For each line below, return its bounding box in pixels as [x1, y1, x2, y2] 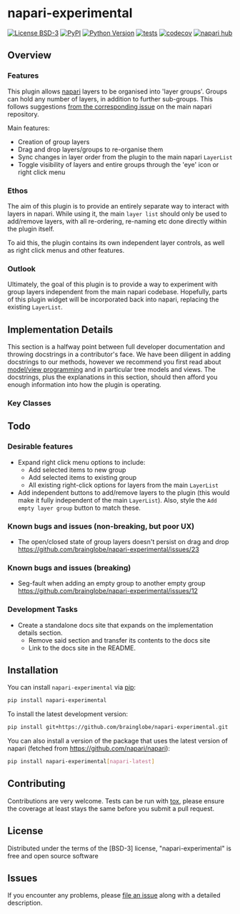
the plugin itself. [7, 224, 55, 233]
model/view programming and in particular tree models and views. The [7, 366, 216, 374]
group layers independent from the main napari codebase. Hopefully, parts [7, 288, 228, 296]
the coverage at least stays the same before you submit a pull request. [7, 804, 215, 813]
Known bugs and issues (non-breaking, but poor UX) [7, 521, 195, 531]
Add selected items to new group [28, 466, 126, 474]
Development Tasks [7, 605, 79, 615]
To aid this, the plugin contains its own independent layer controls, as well [7, 238, 225, 247]
